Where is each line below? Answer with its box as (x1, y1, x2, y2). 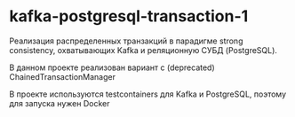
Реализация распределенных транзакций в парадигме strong (9, 35, 243, 46)
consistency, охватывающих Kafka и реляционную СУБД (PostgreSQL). (9, 44, 278, 55)
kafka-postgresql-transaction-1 (9, 6, 249, 27)
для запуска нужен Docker (9, 97, 110, 108)
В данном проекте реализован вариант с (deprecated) (9, 62, 215, 73)
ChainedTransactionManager (9, 71, 116, 82)
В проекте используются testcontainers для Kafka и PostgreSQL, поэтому (9, 89, 287, 99)
